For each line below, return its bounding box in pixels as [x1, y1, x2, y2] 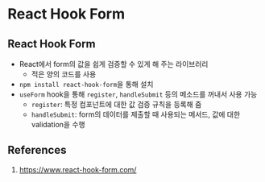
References [7, 143, 67, 157]
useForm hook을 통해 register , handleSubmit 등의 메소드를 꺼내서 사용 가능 [19, 89, 258, 99]
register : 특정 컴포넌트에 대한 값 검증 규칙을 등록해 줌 [31, 100, 202, 109]
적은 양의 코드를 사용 [31, 69, 97, 79]
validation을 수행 [31, 120, 85, 129]
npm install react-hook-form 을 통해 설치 [19, 80, 154, 89]
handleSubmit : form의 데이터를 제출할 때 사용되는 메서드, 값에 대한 [31, 110, 241, 119]
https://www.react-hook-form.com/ [19, 164, 137, 174]
